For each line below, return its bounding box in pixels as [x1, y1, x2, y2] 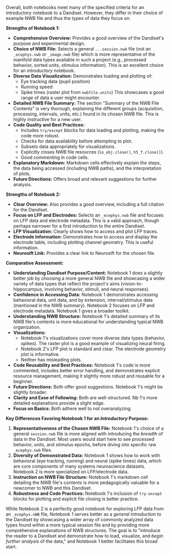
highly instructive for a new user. [13, 116, 82, 122]
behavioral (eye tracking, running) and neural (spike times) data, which [13, 458, 162, 464]
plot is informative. [20, 351, 60, 357]
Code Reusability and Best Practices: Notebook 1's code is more [13, 362, 151, 368]
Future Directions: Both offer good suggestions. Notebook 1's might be [13, 384, 163, 390]
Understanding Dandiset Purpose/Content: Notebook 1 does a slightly [13, 270, 163, 276]
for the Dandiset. [13, 207, 49, 212]
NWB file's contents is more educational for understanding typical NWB [13, 319, 163, 325]
